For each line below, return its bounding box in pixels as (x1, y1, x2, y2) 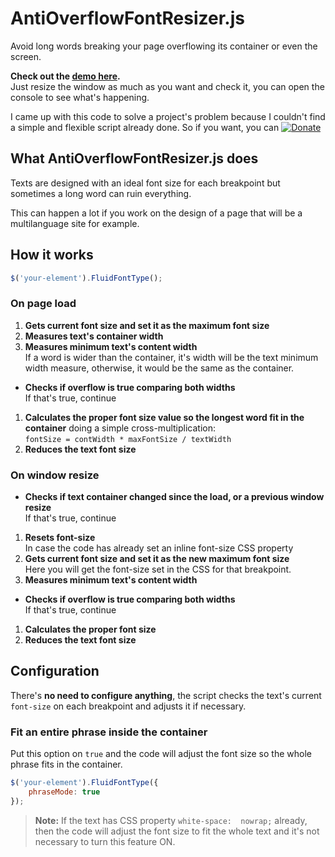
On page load (10, 297, 77, 311)
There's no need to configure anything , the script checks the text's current (10, 689, 322, 701)
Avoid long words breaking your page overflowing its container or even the (10, 40, 318, 52)
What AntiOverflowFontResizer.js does (10, 150, 259, 167)
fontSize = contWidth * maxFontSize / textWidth (24, 434, 232, 444)
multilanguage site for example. (10, 217, 140, 229)
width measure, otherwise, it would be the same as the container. (24, 362, 295, 374)
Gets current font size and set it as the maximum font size (24, 319, 270, 331)
